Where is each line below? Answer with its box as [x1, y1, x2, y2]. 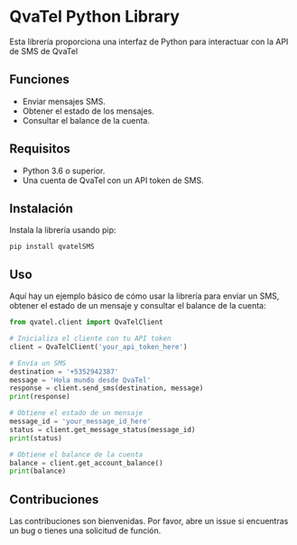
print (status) [9, 433, 63, 443]
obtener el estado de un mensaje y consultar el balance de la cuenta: [9, 300, 266, 311]
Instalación [9, 200, 74, 216]
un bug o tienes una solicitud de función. [9, 525, 162, 536]
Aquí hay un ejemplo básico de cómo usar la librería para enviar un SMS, [9, 291, 280, 301]
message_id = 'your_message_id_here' [9, 417, 152, 426]
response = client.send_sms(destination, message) [9, 383, 204, 393]
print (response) [9, 393, 70, 402]
